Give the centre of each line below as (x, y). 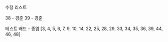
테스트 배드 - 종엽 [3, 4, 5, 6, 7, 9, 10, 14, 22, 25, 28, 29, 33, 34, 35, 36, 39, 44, (84, 28)
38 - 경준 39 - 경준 (24, 18)
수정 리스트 (16, 7)
